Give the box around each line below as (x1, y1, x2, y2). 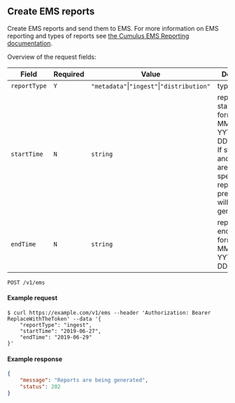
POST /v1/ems (7, 279, 45, 286)
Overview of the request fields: (7, 52, 97, 61)
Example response (7, 355, 63, 363)
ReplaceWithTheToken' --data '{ (7, 316, 101, 323)
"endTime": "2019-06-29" (20, 334, 92, 341)
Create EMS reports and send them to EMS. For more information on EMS (7, 24, 219, 32)
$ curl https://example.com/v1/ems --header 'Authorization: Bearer (7, 309, 211, 317)
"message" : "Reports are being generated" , (20, 377, 149, 384)
